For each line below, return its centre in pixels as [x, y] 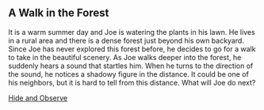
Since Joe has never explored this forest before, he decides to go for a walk [132, 49]
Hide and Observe [38, 97]
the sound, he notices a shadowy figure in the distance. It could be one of [129, 74]
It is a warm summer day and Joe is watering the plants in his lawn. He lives [132, 32]
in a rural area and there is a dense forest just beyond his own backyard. [126, 40]
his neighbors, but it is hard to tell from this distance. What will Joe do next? [132, 82]
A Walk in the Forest [59, 13]
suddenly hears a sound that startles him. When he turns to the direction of [131, 66]
